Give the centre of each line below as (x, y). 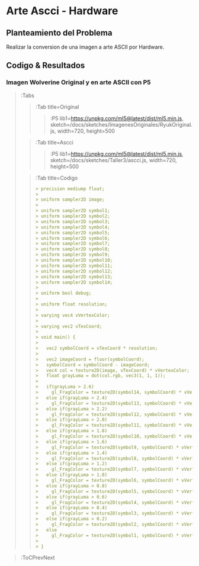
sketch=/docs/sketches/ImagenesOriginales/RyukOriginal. (121, 124)
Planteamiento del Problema (59, 33)
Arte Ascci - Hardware (62, 11)
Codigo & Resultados (46, 65)
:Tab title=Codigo (57, 178)
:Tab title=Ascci (54, 142)
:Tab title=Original (57, 107)
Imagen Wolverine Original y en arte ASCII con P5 (78, 82)
